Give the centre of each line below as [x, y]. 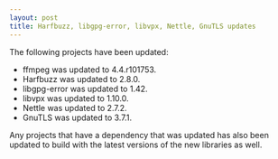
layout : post [34, 18]
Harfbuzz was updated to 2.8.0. [81, 79]
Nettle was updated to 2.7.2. [75, 108]
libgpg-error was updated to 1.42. [85, 89]
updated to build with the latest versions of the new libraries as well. [136, 145]
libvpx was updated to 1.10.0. [75, 98]
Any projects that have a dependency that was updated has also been [139, 135]
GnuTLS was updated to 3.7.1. [77, 117]
